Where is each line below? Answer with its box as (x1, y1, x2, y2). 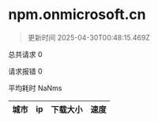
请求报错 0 (8, 66, 43, 76)
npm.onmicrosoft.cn (8, 6, 146, 24)
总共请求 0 (8, 49, 43, 59)
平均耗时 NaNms (8, 83, 62, 93)
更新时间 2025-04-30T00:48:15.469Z (27, 32, 150, 42)
